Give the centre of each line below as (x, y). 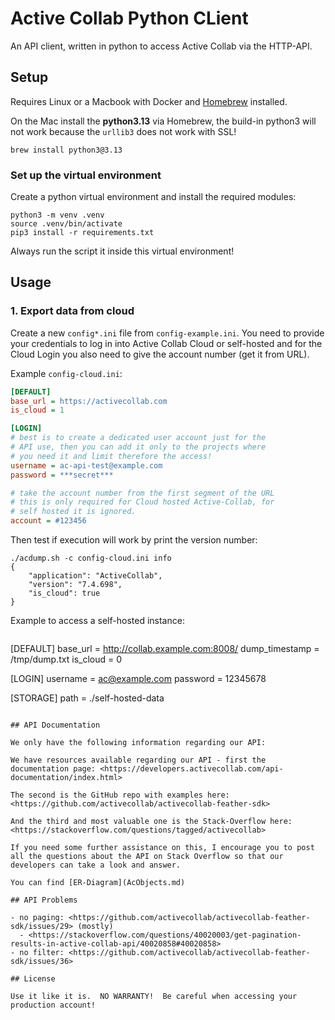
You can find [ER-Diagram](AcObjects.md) (98, 883)
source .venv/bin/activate (66, 224)
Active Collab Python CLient (129, 18)
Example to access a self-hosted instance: (97, 621)
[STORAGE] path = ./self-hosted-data (87, 698)
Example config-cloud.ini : (66, 373)
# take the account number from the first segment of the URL (142, 493)
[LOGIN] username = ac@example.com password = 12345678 (138, 679)
